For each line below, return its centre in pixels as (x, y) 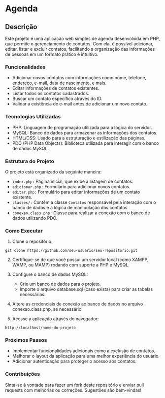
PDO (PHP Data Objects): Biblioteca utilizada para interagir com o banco (85, 143)
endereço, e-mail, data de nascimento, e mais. (59, 83)
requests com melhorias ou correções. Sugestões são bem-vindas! (73, 390)
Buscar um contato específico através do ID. (57, 99)
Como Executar (24, 231)
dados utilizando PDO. (35, 218)
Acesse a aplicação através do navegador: (55, 319)
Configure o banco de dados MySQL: (50, 274)
